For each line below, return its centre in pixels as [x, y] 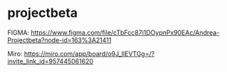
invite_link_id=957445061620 [51, 61]
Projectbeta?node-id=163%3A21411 [59, 40]
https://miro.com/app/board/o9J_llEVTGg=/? [89, 54]
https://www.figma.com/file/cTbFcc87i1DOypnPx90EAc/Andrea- [125, 32]
